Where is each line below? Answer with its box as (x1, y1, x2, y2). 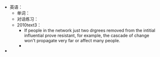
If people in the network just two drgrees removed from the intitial (24, 28, 156, 33)
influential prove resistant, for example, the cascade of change (24, 33, 149, 38)
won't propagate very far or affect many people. (24, 38, 120, 43)
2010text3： (16, 22, 42, 28)
